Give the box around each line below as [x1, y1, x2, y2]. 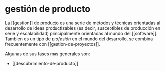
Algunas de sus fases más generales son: [5, 51, 90, 57]
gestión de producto [5, 3, 91, 15]
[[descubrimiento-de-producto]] [12, 60, 78, 66]
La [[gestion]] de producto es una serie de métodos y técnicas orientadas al [5, 20, 161, 26]
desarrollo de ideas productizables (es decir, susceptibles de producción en [5, 25, 161, 31]
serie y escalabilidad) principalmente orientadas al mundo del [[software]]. [5, 30, 158, 36]
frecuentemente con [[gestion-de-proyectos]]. [5, 41, 100, 47]
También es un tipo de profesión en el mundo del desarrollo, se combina [5, 36, 153, 42]
